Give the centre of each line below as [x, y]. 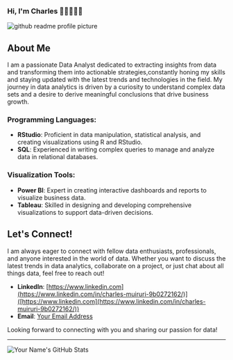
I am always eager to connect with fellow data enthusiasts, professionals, [112, 251]
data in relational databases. [58, 157]
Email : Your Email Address [55, 316]
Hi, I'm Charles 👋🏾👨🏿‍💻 [45, 11]
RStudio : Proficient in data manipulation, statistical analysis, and [109, 135]
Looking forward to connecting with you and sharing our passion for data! [112, 329]
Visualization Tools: [41, 175]
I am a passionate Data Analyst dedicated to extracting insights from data [112, 65]
